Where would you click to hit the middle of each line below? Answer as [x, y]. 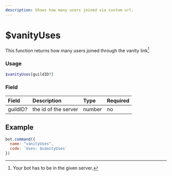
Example [19, 128]
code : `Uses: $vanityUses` [39, 149]
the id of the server [55, 109]
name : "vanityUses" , [32, 144]
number [93, 109]
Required [118, 100]
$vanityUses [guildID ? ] [29, 74]
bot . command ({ [20, 139]
